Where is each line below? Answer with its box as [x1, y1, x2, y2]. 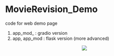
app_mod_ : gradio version [12, 30, 68, 36]
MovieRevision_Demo [5, 4, 98, 15]
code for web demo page [5, 20, 58, 26]
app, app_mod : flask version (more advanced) [12, 35, 109, 41]
